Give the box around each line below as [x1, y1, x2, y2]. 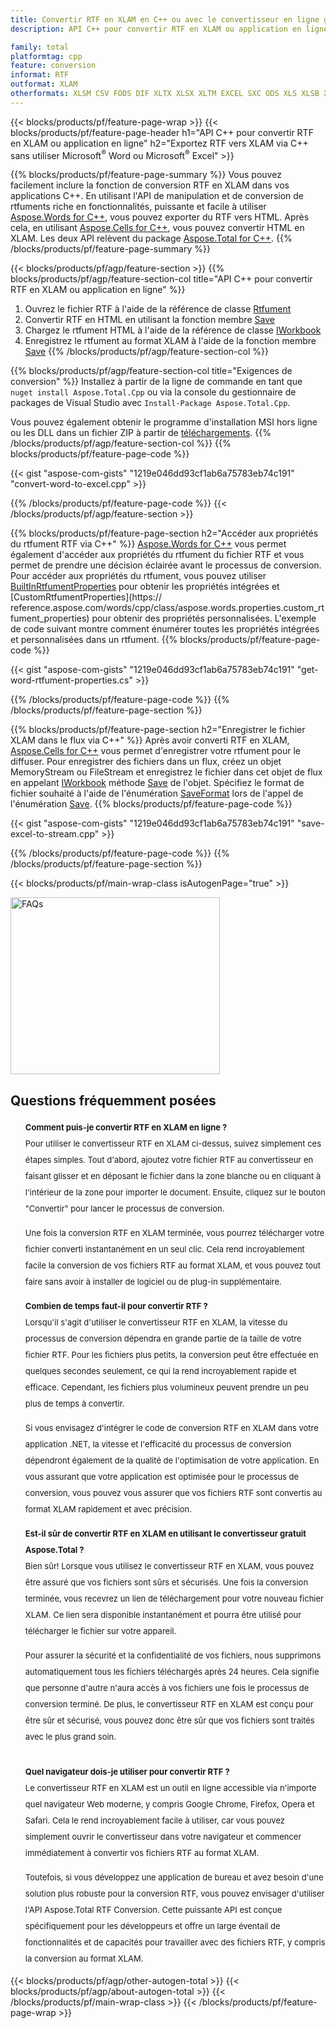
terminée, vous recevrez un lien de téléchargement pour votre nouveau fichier [24, 1593, 324, 1605]
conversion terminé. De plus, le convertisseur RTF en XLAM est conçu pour [24, 1699, 314, 1710]
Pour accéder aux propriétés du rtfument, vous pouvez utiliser [10, 570, 267, 582]
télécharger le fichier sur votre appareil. [24, 1626, 177, 1637]
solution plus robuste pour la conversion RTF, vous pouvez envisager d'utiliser [24, 1888, 325, 1900]
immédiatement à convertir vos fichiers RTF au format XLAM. [24, 1847, 260, 1859]
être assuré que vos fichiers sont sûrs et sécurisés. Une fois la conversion [24, 1577, 309, 1588]
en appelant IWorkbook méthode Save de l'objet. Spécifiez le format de [10, 777, 305, 789]
